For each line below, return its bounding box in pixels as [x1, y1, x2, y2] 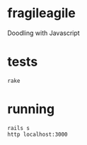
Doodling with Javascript [7, 29, 80, 37]
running [7, 101, 55, 117]
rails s [7, 124, 30, 131]
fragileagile [7, 5, 76, 21]
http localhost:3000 [7, 131, 69, 138]
